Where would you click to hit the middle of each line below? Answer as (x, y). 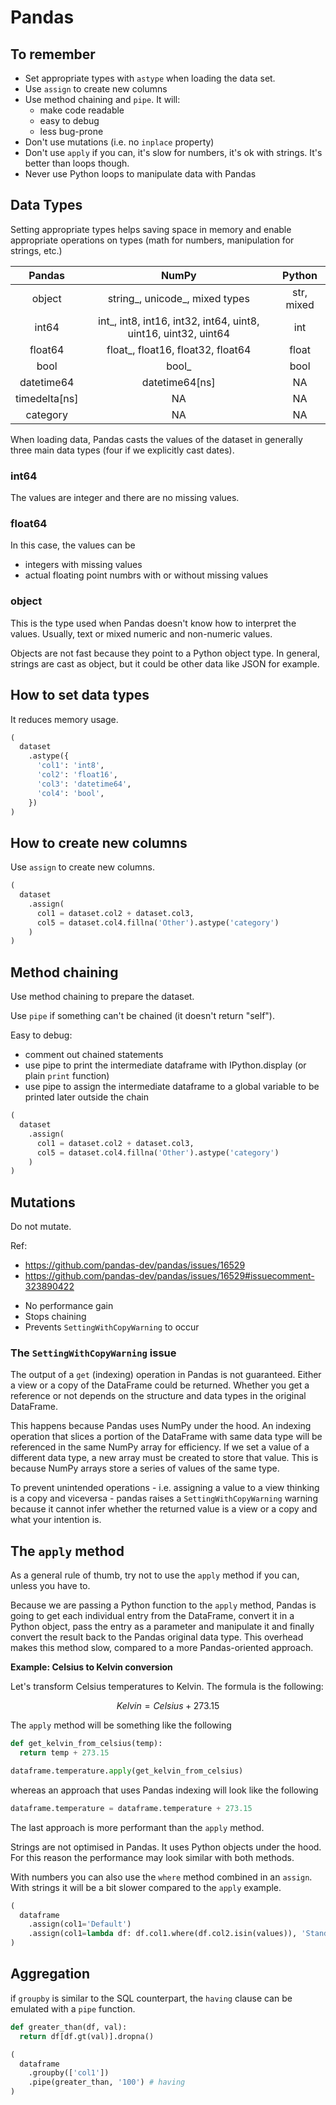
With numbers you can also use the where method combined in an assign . (161, 1877)
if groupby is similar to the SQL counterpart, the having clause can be (151, 1998)
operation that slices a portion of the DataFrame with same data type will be (166, 1437)
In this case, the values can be (73, 545)
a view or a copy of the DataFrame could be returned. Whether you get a (160, 1385)
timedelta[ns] (47, 398)
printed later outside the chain (86, 1097)
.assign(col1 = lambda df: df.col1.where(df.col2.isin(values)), (163, 1934)
